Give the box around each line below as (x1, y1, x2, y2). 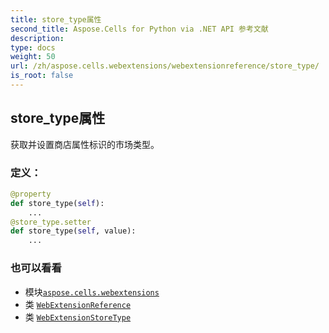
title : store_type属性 (10, 14, 102, 25)
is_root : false (10, 71, 74, 81)
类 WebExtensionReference (24, 298, 132, 310)
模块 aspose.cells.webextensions (24, 286, 160, 298)
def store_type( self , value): (10, 226, 137, 236)
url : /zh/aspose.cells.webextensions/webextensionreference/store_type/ (10, 61, 320, 71)
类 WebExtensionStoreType (24, 311, 132, 323)
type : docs (10, 42, 56, 53)
